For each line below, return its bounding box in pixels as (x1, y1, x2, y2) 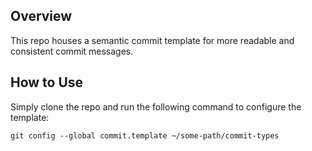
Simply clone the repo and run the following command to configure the (10, 100, 302, 113)
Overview (10, 8, 73, 25)
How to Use (10, 74, 84, 91)
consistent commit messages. (10, 45, 134, 57)
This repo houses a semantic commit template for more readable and (10, 34, 295, 46)
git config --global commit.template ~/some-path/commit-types (10, 130, 280, 141)
